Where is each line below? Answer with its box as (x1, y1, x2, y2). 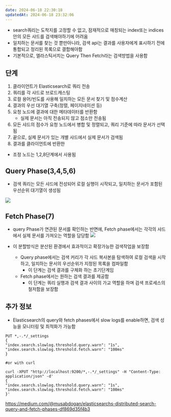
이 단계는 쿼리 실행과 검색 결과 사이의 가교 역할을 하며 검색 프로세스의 (28, 279, 166, 286)
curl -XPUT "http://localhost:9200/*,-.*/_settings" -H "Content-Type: (5, 369, 161, 374)
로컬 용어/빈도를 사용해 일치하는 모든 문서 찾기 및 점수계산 (12, 96, 128, 102)
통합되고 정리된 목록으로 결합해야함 (12, 46, 83, 52)
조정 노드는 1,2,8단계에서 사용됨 (12, 152, 76, 158)
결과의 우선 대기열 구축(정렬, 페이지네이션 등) (12, 103, 102, 109)
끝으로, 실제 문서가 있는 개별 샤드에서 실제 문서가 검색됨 (12, 134, 124, 140)
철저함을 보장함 (28, 286, 59, 292)
